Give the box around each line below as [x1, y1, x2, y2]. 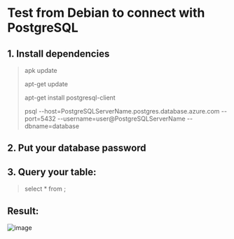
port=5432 [24, 114, 56, 123]
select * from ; [24, 184, 67, 193]
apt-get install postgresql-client [24, 93, 116, 102]
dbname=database [24, 122, 79, 130]
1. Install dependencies [7, 48, 110, 60]
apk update [24, 67, 57, 74]
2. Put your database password [7, 142, 146, 154]
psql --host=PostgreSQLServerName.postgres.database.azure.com [24, 107, 220, 115]
